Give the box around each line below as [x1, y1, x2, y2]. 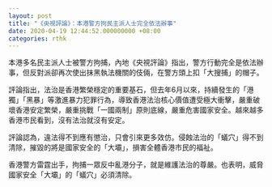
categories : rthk [8, 34, 67, 43]
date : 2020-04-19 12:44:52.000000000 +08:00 [8, 27, 161, 35]
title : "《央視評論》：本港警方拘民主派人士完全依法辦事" [8, 19, 176, 28]
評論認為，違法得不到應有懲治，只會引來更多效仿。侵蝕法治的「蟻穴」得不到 [8, 133, 264, 142]
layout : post [8, 11, 53, 20]
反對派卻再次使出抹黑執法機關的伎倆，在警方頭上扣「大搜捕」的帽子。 [29, 68, 264, 78]
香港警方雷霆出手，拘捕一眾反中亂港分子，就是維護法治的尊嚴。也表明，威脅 [8, 159, 264, 170]
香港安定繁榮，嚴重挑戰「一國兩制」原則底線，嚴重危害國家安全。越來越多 [15, 105, 264, 115]
